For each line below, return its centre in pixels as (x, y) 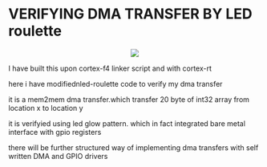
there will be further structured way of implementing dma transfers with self (133, 147)
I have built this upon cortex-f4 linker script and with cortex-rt (110, 68)
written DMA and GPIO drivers (58, 156)
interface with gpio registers (55, 132)
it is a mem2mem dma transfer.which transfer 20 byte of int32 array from (129, 99)
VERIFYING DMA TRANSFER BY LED (130, 14)
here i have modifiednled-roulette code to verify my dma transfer (115, 83)
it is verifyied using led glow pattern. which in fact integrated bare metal (127, 123)
